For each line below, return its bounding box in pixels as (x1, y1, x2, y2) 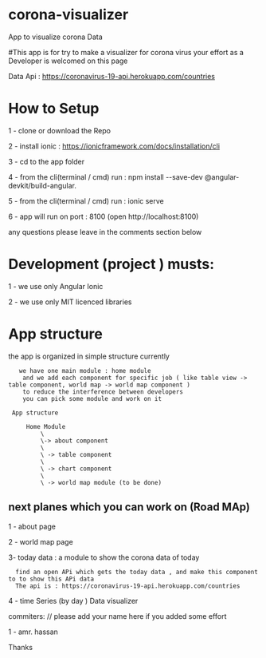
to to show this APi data (8, 575, 94, 583)
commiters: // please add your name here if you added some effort (8, 611, 227, 620)
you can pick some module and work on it (22, 394, 162, 402)
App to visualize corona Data (8, 32, 104, 42)
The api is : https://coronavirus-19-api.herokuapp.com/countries (15, 581, 241, 590)
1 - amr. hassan (8, 627, 58, 636)
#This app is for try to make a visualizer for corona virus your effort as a (8, 47, 244, 57)
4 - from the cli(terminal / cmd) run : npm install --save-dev (8, 172, 203, 181)
